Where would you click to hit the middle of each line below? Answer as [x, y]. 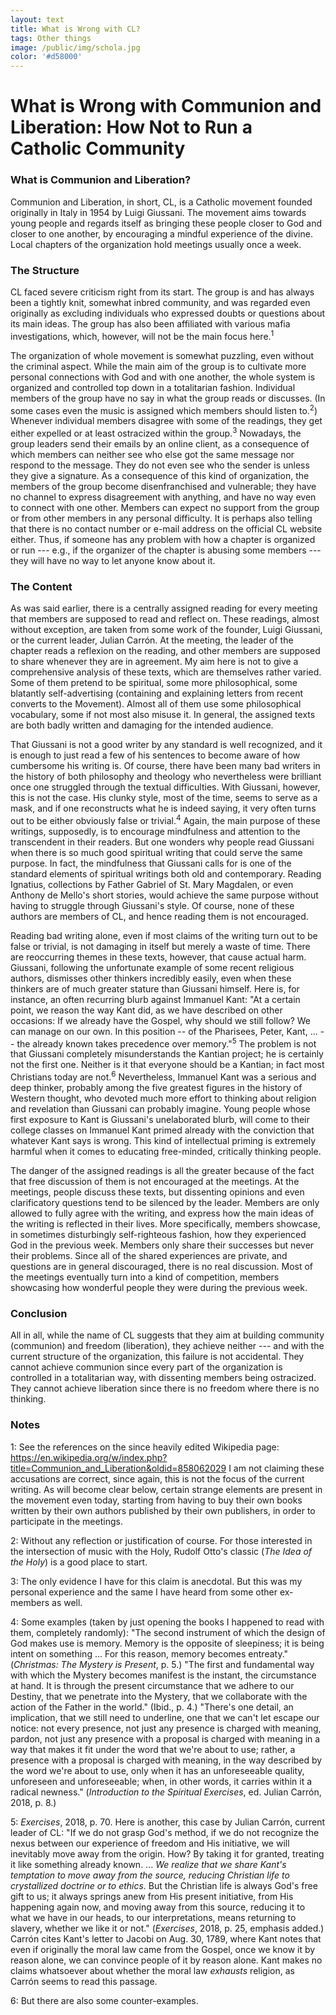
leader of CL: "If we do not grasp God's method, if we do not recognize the [165, 1832]
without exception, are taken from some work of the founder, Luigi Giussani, [166, 630]
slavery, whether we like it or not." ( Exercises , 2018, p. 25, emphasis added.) [167, 1928]
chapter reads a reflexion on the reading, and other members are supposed [165, 651]
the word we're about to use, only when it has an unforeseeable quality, [157, 1770]
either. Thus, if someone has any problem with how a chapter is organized [163, 539]
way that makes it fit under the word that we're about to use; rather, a [153, 1749]
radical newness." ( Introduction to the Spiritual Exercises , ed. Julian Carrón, [166, 1792]
